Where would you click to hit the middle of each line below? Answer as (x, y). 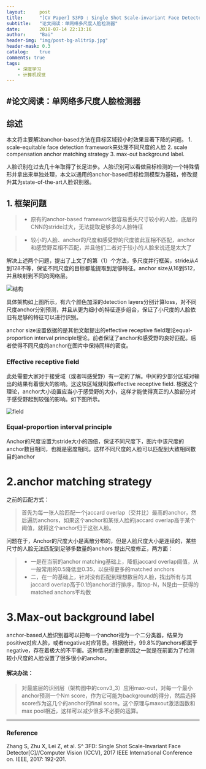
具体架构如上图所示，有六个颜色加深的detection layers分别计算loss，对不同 (101, 302)
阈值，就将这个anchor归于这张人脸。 (68, 528)
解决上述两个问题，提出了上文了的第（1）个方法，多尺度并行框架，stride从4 (102, 260)
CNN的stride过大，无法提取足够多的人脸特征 (87, 227)
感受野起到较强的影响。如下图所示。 (57, 399)
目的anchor (21, 456)
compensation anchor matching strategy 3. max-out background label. (96, 154)
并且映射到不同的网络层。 (39, 276)
